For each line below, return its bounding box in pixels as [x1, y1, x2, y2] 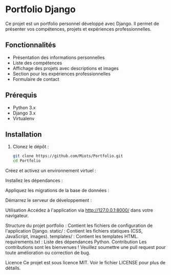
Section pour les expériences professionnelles [12, 71, 111, 77]
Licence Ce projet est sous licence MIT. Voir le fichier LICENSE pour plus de [5, 260, 165, 266]
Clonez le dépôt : [12, 144, 49, 150]
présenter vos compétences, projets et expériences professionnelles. [5, 26, 152, 32]
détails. [5, 265, 21, 271]
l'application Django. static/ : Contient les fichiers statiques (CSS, [5, 228, 143, 234]
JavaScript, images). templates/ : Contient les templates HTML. [5, 234, 139, 240]
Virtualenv [12, 115, 35, 121]
